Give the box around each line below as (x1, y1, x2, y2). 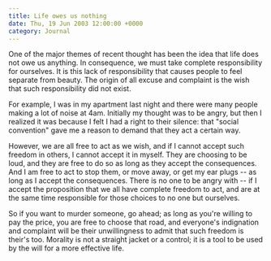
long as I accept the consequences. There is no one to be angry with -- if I (8, 176, 257, 185)
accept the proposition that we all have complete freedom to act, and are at (8, 185, 260, 194)
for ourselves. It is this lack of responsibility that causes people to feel (8, 67, 243, 76)
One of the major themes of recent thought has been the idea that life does (8, 50, 260, 59)
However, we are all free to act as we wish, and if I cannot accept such (8, 141, 245, 151)
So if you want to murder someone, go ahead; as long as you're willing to (8, 209, 253, 219)
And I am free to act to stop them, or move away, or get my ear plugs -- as (8, 167, 257, 177)
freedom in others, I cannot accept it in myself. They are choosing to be (8, 150, 247, 159)
